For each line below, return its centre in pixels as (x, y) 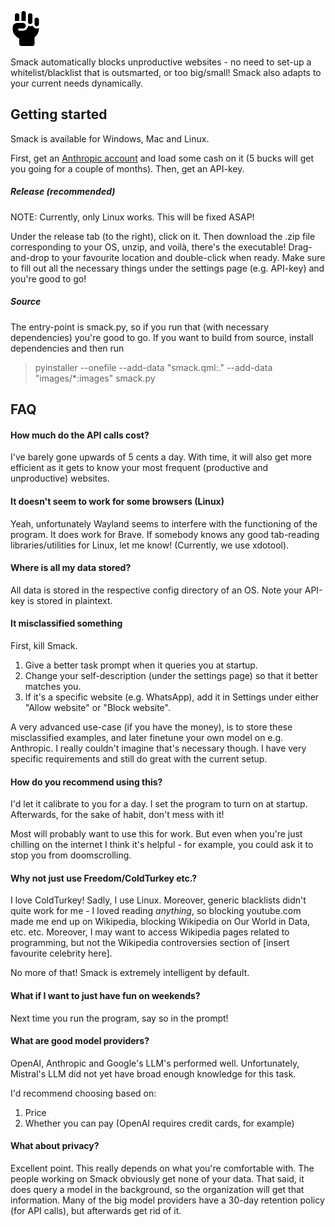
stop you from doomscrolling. (71, 855)
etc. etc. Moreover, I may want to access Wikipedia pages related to (150, 932)
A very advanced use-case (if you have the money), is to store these (151, 727)
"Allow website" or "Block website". (97, 707)
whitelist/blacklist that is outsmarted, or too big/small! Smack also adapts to (166, 72)
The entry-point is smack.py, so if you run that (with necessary (140, 327)
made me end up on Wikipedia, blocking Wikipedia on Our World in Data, (160, 922)
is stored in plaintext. (70, 600)
